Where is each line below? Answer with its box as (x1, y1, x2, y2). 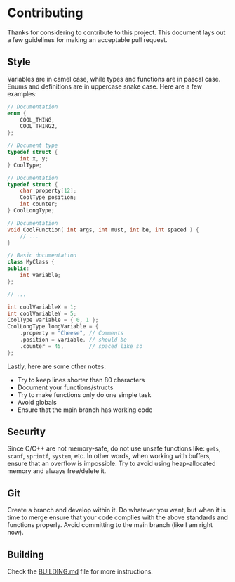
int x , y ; (20, 155, 49, 162)
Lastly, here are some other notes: (7, 362, 107, 370)
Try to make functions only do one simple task (17, 390, 152, 399)
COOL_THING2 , (20, 123, 58, 130)
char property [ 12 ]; (20, 188, 77, 195)
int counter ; (20, 200, 58, 208)
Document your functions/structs (17, 383, 114, 392)
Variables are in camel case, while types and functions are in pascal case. (7, 75, 221, 83)
